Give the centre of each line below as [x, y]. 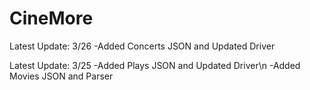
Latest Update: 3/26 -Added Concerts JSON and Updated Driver [142, 46]
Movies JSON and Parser [61, 76]
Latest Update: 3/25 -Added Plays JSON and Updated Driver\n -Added [155, 65]
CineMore [51, 18]
